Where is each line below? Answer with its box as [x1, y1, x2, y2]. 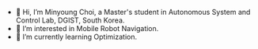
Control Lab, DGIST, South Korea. [15, 16, 125, 25]
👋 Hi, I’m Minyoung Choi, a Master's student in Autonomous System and [15, 8, 251, 16]
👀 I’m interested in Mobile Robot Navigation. [15, 24, 159, 33]
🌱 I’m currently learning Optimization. [15, 32, 137, 41]
